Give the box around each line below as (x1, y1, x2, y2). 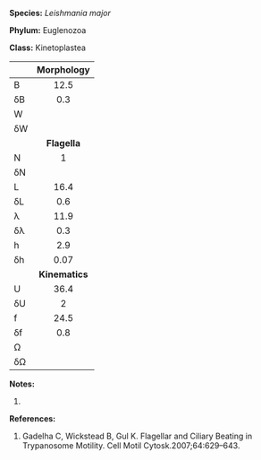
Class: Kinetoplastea (9, 42, 87, 53)
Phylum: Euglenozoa (9, 25, 87, 35)
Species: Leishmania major (9, 8, 112, 18)
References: (9, 413, 56, 424)
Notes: (9, 378, 36, 389)
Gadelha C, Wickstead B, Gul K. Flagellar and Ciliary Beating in (21, 430, 253, 441)
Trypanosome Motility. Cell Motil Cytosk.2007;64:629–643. (21, 440, 240, 451)
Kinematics (38, 268, 88, 281)
